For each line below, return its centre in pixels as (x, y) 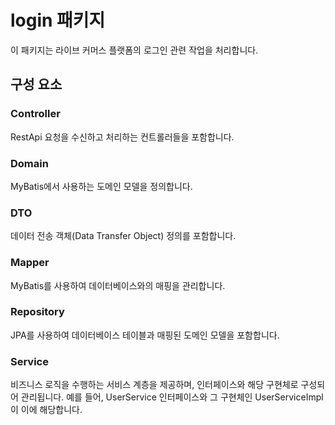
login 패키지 (58, 20)
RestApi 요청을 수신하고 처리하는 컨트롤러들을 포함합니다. (122, 137)
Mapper (30, 263)
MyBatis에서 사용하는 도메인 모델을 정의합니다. (101, 186)
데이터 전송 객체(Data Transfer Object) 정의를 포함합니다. (123, 236)
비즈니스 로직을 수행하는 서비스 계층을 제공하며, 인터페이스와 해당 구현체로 (154, 385)
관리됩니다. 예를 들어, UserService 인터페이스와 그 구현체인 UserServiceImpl (172, 397)
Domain (29, 163)
